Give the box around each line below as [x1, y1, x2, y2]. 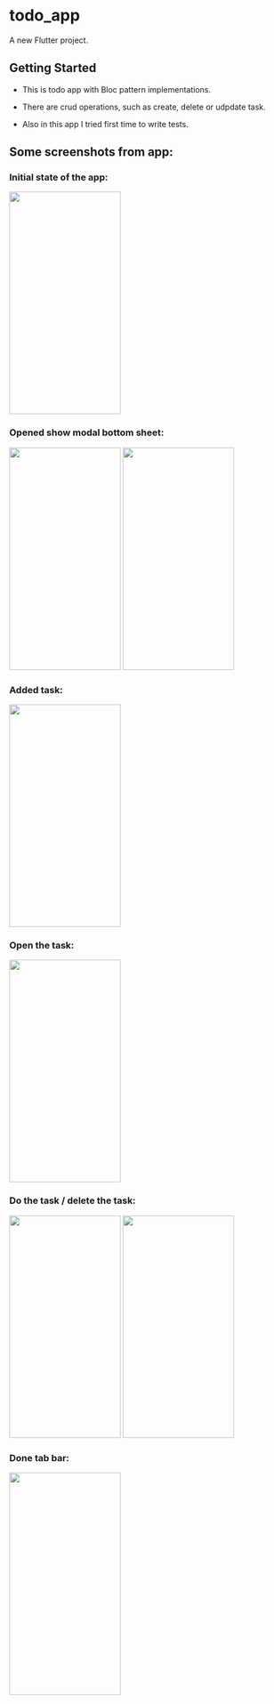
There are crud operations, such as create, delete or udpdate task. [21, 101, 267, 112]
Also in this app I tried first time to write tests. [21, 118, 189, 129]
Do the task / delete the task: [9, 1194, 136, 1207]
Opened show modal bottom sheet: [9, 426, 165, 439]
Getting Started [9, 61, 97, 76]
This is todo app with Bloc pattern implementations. [21, 84, 212, 94]
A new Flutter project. [9, 35, 89, 45]
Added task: [9, 683, 64, 696]
